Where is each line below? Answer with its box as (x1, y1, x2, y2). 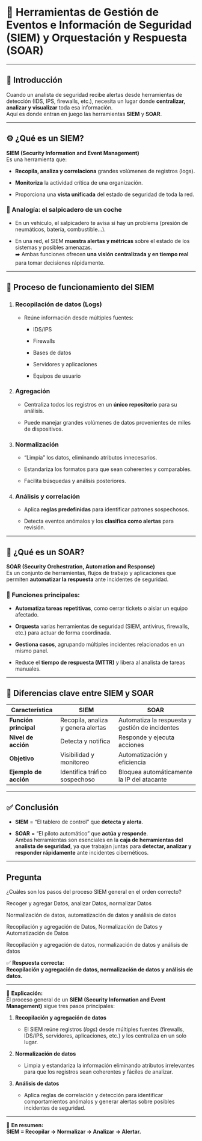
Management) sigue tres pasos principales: (6, 1002, 115, 1009)
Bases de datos (32, 349, 72, 356)
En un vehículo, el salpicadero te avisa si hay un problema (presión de (14, 219, 188, 226)
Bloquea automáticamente (118, 768, 193, 777)
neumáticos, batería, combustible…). (14, 226, 106, 233)
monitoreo (60, 758, 90, 766)
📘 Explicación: (6, 989, 43, 997)
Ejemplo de (9, 768, 42, 777)
